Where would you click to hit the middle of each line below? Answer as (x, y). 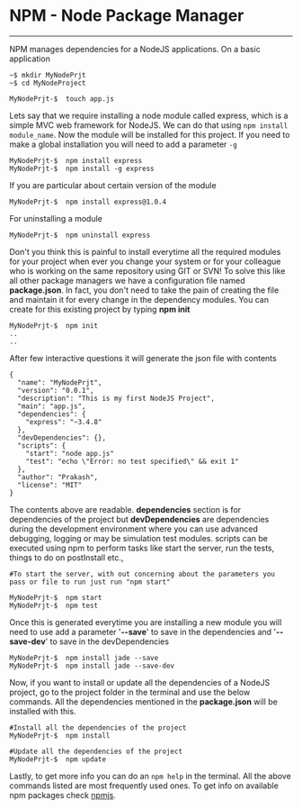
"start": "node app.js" (70, 453)
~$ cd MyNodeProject (48, 83)
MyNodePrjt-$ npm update (58, 759)
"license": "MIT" (50, 485)
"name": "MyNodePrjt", (60, 382)
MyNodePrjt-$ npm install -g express (82, 168)
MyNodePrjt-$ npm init (54, 325)
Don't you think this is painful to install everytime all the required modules (145, 251)
